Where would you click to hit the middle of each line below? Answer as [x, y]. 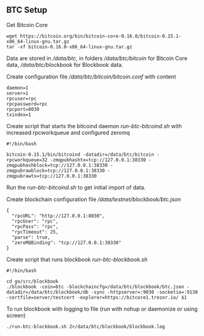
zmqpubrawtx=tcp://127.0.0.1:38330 [52, 176]
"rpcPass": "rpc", [35, 226]
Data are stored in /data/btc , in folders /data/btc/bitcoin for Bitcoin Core [97, 58]
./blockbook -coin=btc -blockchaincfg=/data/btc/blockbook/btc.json [95, 287]
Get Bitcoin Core [27, 25]
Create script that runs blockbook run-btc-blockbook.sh [77, 259]
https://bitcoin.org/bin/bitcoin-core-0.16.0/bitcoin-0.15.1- [101, 36]
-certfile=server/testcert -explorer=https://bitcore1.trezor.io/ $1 [97, 297]
